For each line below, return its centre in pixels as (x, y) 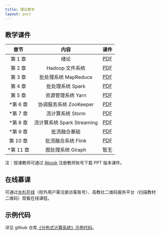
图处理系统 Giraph (66, 150)
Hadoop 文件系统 (66, 68)
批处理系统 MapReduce (66, 77)
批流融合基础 (66, 132)
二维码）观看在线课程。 (28, 198)
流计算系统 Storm (66, 113)
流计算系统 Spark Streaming (66, 123)
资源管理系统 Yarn (66, 95)
